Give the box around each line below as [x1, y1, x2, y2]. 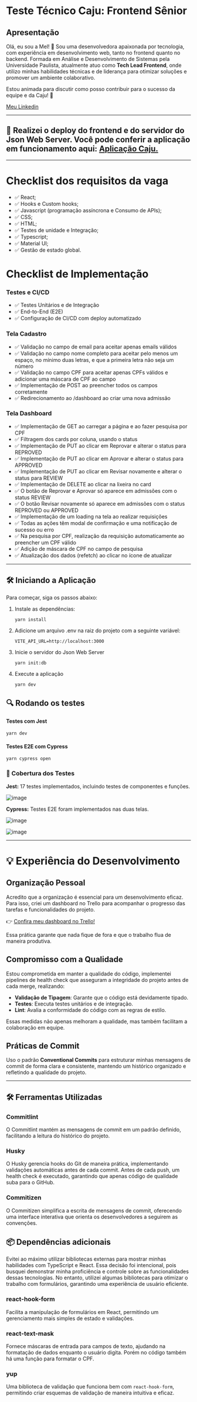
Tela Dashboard [6, 409, 52, 418]
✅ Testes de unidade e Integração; [14, 226, 98, 233]
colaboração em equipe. [6, 1024, 65, 1031]
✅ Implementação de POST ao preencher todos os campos [14, 381, 158, 388]
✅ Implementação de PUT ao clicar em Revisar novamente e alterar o [14, 468, 182, 475]
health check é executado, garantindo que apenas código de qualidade [6, 1173, 178, 1180]
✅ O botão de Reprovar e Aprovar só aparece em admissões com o [14, 487, 178, 494]
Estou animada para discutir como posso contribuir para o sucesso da [6, 86, 176, 92]
